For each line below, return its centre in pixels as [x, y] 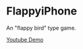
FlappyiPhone [42, 11]
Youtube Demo [25, 39]
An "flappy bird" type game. [41, 28]
